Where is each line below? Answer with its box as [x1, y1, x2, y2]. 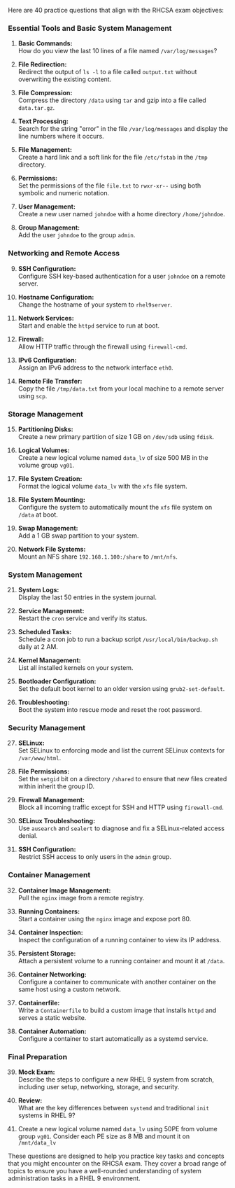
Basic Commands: [17, 39, 73, 48]
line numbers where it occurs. [17, 132, 104, 141]
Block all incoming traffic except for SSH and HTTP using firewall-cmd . [17, 803, 225, 811]
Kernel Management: [17, 656, 81, 664]
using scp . [17, 391, 48, 400]
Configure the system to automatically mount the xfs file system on [17, 503, 213, 511]
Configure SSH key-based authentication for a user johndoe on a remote [17, 272, 226, 280]
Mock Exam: [17, 1068, 55, 1077]
